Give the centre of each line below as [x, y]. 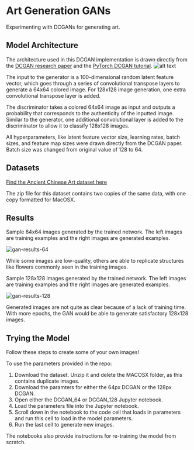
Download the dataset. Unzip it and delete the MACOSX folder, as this [98, 375]
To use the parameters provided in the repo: [59, 363]
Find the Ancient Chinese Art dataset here [56, 182]
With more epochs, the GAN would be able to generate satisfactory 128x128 [97, 314]
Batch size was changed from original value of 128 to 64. [75, 149]
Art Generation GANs [58, 11]
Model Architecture [42, 45]
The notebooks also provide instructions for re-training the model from [91, 436]
